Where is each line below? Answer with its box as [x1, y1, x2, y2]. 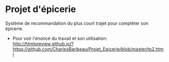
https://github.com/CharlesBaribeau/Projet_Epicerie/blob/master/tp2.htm [12, 46, 164, 52]
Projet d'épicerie [5, 4, 76, 15]
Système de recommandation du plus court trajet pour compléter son [5, 20, 149, 26]
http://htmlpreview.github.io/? [12, 40, 74, 46]
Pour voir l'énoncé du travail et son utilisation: [12, 35, 108, 41]
